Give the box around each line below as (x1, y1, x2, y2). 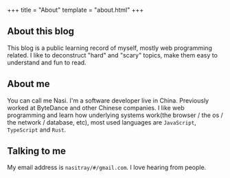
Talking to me (7, 145, 67, 157)
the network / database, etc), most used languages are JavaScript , (7, 118, 197, 126)
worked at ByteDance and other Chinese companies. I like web (7, 103, 185, 112)
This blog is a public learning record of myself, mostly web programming (7, 44, 213, 52)
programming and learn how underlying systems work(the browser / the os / (7, 111, 223, 119)
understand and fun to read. (7, 58, 87, 66)
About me (7, 78, 50, 90)
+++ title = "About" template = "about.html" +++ (7, 6, 144, 14)
